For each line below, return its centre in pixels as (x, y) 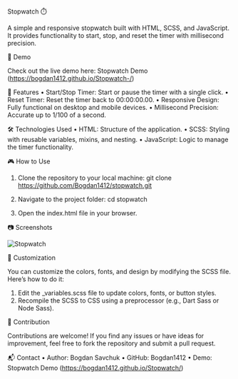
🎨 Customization (31, 258)
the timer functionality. (40, 147)
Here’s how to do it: (36, 279)
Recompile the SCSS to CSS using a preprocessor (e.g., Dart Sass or (118, 300)
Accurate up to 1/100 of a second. (57, 115)
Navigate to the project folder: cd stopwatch (82, 199)
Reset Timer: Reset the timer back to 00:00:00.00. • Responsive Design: (113, 100)
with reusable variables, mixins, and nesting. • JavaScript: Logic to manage (118, 140)
